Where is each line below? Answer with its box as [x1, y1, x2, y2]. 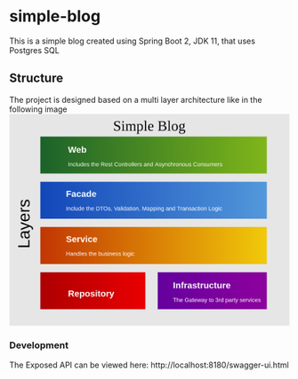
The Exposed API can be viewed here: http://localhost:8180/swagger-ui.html [9, 359, 289, 370]
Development [9, 339, 69, 351]
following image [9, 104, 68, 114]
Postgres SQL [9, 44, 60, 55]
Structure [9, 71, 64, 86]
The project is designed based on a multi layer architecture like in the [9, 94, 262, 105]
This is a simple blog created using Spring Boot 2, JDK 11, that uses [9, 36, 256, 46]
